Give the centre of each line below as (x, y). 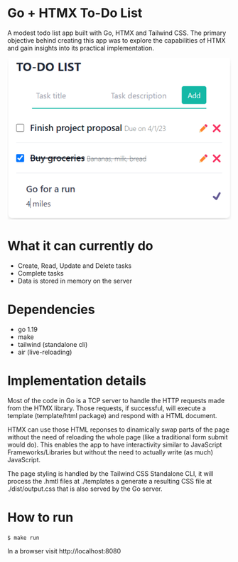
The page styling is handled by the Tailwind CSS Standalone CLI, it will (110, 473)
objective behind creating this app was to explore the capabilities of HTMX (117, 40)
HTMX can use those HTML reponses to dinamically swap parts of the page (118, 430)
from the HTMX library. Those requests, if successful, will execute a (107, 408)
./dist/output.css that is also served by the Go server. (85, 489)
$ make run (23, 538)
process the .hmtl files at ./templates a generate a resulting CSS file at (110, 481)
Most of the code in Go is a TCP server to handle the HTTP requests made (116, 400)
